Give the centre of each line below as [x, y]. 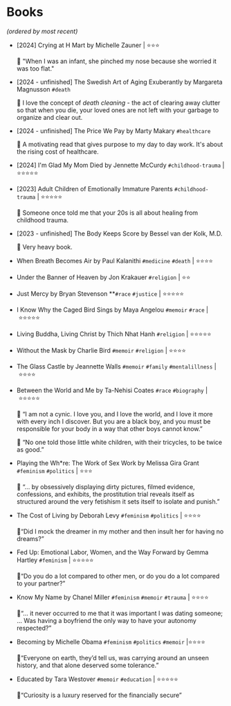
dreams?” [30, 538]
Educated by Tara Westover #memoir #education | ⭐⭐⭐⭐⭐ [97, 679]
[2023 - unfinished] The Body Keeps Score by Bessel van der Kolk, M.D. [119, 233]
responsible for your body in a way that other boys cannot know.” [110, 429]
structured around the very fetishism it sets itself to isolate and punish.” [118, 501]
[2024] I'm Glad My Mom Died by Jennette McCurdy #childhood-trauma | [120, 165]
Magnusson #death [43, 89]
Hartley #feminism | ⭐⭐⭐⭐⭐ [55, 560]
